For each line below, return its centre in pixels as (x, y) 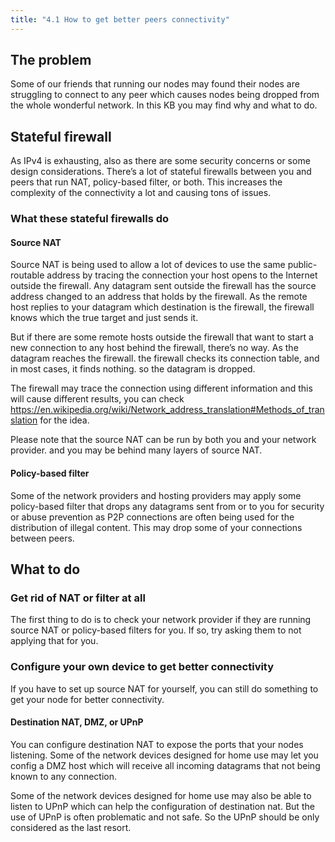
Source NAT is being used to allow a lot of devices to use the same (148, 265)
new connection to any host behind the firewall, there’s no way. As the (154, 348)
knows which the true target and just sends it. (104, 318)
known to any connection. (64, 776)
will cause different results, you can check (97, 399)
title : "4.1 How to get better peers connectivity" (120, 19)
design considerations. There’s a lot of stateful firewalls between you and (161, 172)
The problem (51, 60)
